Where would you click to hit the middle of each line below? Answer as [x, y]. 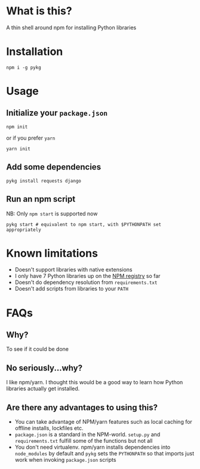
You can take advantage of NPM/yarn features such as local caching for [104, 422]
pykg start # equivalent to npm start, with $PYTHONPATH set [84, 224]
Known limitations [52, 253]
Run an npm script [41, 199]
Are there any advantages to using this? [82, 407]
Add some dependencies [54, 167]
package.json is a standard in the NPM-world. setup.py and [87, 434]
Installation [35, 52]
